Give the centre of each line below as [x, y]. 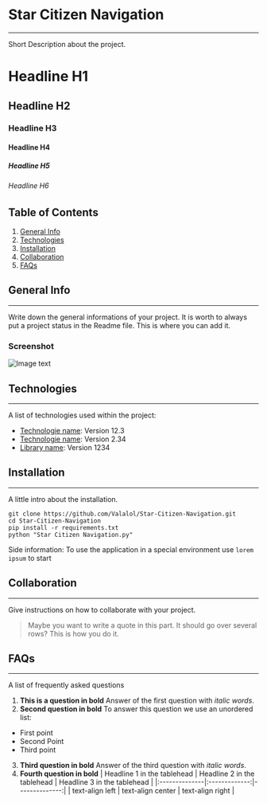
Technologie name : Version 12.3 [72, 430]
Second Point [42, 742]
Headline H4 [29, 147]
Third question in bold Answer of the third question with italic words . [133, 766]
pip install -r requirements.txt [64, 527]
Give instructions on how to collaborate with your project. [102, 609]
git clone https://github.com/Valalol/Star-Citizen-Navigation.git [122, 514]
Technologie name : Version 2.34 [73, 439]
